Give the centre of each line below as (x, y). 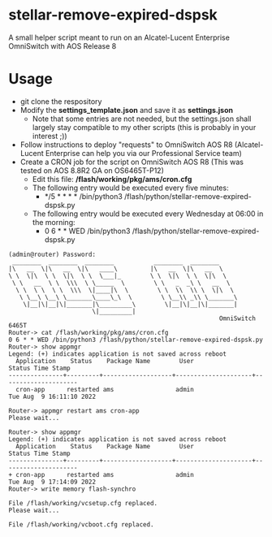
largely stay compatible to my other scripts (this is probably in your (144, 127)
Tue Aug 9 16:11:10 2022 (52, 396)
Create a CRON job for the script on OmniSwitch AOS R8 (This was (132, 162)
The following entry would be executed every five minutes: (130, 188)
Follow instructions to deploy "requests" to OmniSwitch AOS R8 (126, 145)
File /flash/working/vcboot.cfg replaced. (81, 524)
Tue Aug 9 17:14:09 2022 (52, 482)
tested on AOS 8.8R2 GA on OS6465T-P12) (92, 170)
